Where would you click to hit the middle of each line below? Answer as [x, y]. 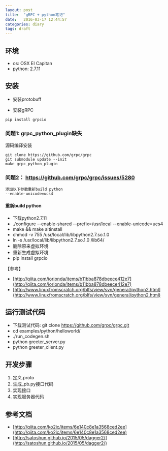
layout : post [19, 10]
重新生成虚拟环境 [30, 252]
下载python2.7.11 [30, 218]
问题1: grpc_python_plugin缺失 [44, 133]
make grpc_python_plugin [31, 164]
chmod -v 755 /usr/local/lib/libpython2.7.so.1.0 [61, 234]
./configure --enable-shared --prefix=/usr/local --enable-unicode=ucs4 [88, 224]
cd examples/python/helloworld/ [46, 331]
